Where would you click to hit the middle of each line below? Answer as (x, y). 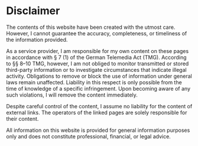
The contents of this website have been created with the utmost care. (91, 27)
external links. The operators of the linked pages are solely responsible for (97, 112)
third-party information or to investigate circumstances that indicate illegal (97, 69)
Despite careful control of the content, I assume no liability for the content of (99, 106)
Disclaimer (33, 11)
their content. (22, 118)
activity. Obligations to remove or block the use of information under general (99, 76)
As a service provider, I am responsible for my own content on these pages (98, 51)
